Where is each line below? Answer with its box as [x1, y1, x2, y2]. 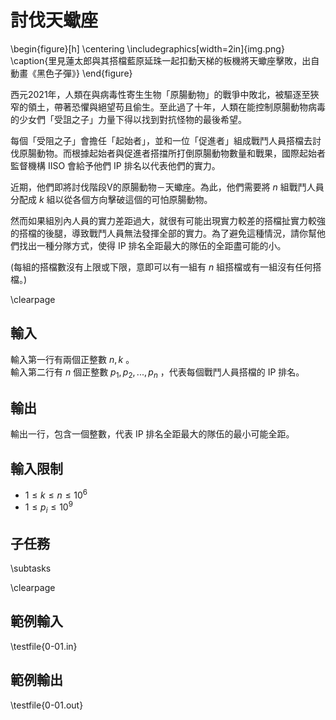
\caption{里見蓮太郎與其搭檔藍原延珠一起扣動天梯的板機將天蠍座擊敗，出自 [10, 54, 320, 66]
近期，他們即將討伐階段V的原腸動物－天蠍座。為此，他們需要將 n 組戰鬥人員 [10, 181, 325, 193]
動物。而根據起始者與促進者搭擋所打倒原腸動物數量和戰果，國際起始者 [36, 147, 326, 159]
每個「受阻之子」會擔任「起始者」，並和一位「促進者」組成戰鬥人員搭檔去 [10, 134, 313, 146]
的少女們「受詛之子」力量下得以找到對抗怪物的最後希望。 [10, 113, 247, 125]
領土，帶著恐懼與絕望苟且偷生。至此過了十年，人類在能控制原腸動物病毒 [27, 101, 326, 113]
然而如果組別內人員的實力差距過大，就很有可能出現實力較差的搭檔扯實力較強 [10, 214, 326, 226]
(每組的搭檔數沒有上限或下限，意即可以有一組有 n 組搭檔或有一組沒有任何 [10, 261, 313, 273]
